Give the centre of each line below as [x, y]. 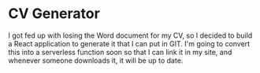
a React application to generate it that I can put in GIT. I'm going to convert [129, 43]
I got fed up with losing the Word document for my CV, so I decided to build [130, 35]
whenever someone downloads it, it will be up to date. [96, 60]
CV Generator [54, 14]
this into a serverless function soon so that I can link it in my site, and [120, 52]
